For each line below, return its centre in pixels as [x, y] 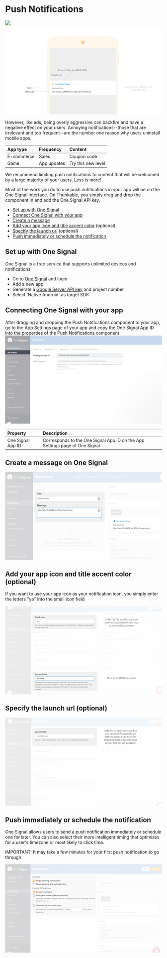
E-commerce [21, 157]
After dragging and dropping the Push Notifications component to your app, [83, 322]
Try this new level [87, 163]
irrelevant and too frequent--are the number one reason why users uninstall [83, 133]
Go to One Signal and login [40, 279]
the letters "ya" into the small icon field [45, 599]
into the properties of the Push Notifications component [62, 333]
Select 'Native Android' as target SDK [51, 294]
